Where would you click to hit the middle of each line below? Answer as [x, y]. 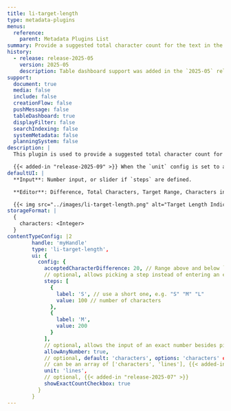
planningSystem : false [46, 142]
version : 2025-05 [44, 65]
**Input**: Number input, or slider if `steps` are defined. [103, 180]
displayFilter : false [44, 122]
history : [20, 52]
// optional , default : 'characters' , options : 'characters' [132, 358]
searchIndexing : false [46, 129]
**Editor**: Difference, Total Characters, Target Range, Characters [115, 192]
